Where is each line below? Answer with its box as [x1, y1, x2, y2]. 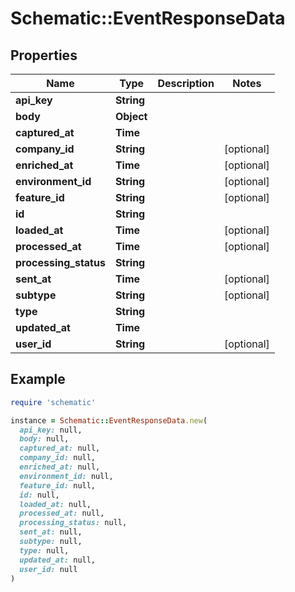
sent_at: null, [19, 527, 83, 537]
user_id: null [19, 564, 78, 574]
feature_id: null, [19, 480, 97, 491]
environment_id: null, [19, 471, 114, 481]
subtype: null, [19, 537, 83, 547]
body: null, [19, 434, 70, 444]
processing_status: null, [19, 518, 128, 528]
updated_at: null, [19, 555, 97, 565]
